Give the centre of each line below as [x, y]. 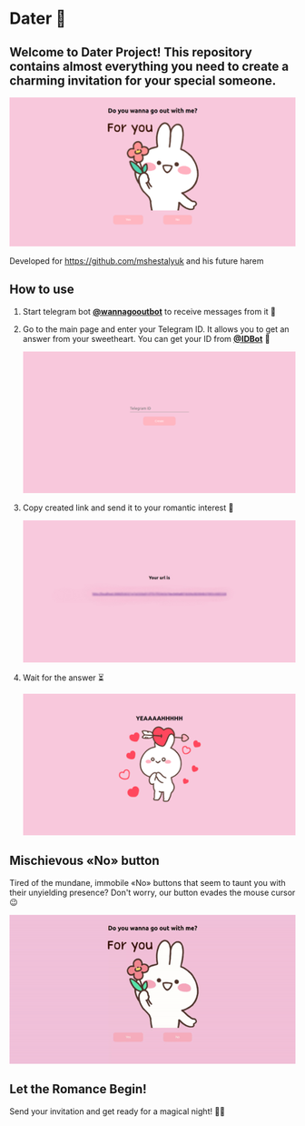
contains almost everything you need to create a [149, 66]
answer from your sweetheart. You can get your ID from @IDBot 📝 [146, 338]
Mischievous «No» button [84, 861]
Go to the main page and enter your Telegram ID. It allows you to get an [156, 329]
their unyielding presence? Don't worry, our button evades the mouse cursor [152, 892]
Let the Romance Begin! [78, 1089]
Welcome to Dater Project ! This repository [131, 52]
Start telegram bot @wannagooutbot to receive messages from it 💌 [149, 311]
